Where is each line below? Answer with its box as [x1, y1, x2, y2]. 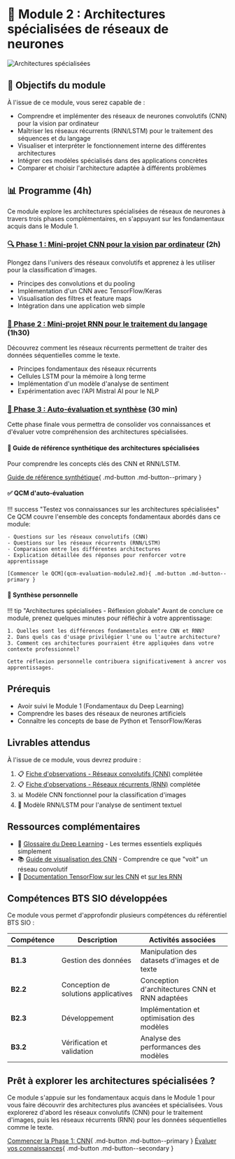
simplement [17, 847, 52, 855]
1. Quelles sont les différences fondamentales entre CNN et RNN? [7, 628, 205, 635]
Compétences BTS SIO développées [7, 892, 168, 904]
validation [62, 1046, 94, 1056]
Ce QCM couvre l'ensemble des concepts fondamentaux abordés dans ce [7, 512, 221, 521]
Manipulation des [140, 947, 197, 957]
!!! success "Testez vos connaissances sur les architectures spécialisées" [7, 505, 220, 513]
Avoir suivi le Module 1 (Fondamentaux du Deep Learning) [17, 701, 184, 710]
